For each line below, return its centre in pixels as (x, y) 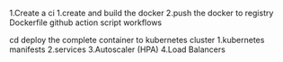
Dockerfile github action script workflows (86, 22)
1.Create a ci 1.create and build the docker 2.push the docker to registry (141, 13)
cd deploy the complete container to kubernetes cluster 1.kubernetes (137, 40)
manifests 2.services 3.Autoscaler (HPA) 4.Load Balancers (118, 49)
